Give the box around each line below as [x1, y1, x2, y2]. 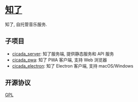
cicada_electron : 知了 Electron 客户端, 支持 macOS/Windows [12, 63, 134, 68]
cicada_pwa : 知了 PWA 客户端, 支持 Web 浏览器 [12, 57, 107, 63]
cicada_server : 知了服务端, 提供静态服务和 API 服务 [12, 51, 114, 56]
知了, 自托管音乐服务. [5, 21, 48, 27]
